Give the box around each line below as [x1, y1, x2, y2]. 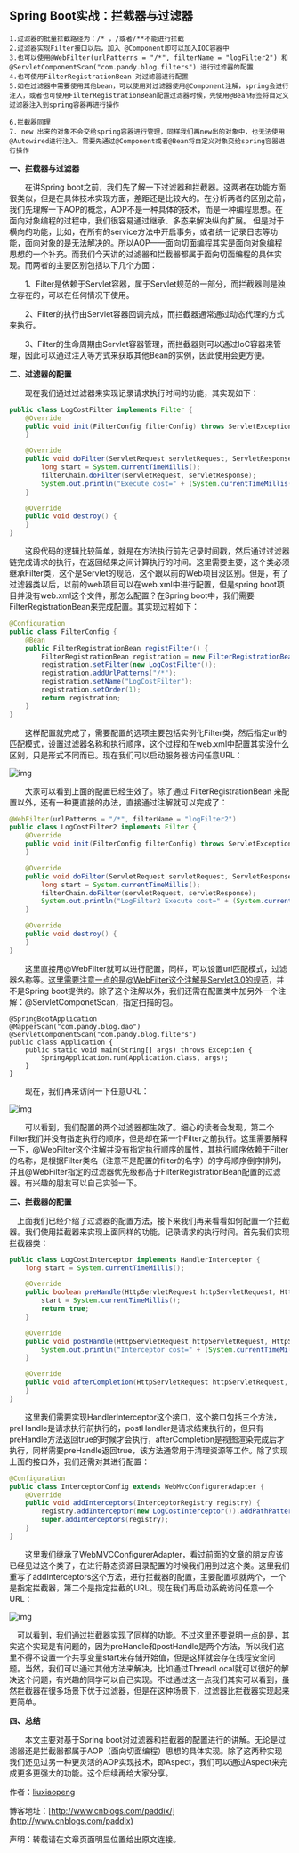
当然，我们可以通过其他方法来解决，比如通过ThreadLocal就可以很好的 [24, 1663, 282, 1673]
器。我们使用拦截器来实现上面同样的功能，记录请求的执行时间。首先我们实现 [9, 1226, 290, 1237]
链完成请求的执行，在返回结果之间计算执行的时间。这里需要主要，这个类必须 [9, 557, 290, 568]
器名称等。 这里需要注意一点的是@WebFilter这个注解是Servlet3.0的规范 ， [9, 974, 278, 985]
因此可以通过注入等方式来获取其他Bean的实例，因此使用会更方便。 [24, 350, 270, 360]
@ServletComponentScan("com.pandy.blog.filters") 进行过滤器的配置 [9, 62, 254, 71]
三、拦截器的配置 [9, 1196, 72, 1207]
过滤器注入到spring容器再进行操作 [9, 101, 120, 109]
